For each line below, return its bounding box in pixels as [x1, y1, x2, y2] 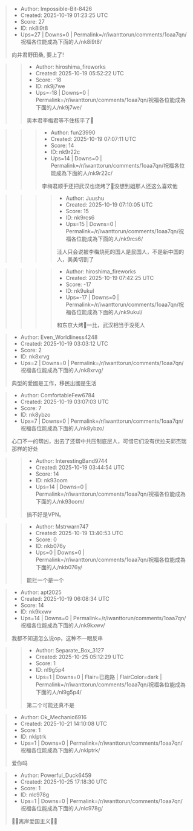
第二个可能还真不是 [26, 702, 75, 708]
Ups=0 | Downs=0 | [35, 549, 85, 556]
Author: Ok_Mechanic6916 [20, 714, 87, 720]
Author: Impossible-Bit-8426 [20, 5, 92, 12]
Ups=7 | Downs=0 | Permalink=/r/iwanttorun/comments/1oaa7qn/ [20, 417, 184, 425]
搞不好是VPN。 [26, 511, 65, 518]
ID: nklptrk [20, 733, 47, 740]
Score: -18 [35, 76, 62, 83]
